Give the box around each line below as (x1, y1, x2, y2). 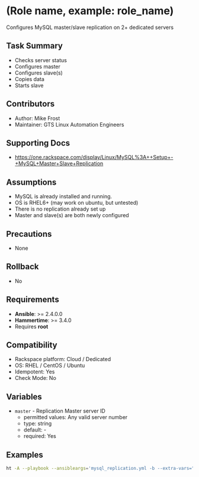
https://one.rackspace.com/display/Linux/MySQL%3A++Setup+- (14, 154, 174, 161)
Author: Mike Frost (14, 114, 60, 122)
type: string (23, 420, 52, 427)
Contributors (6, 99, 55, 109)
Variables (6, 392, 43, 402)
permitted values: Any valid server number (23, 414, 128, 421)
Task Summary (6, 41, 63, 51)
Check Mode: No (14, 375, 56, 382)
